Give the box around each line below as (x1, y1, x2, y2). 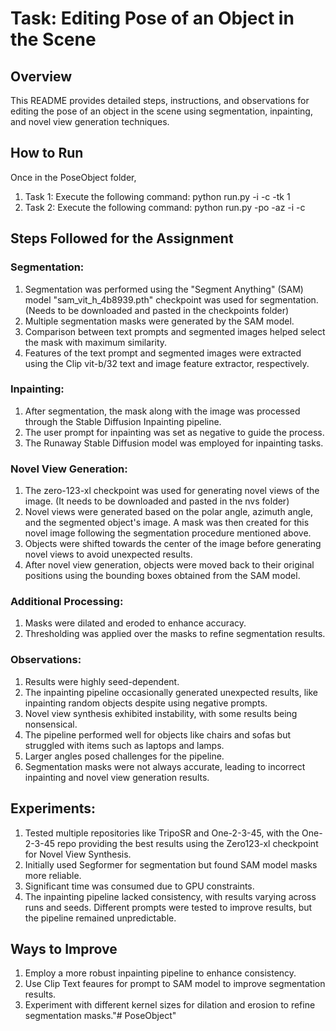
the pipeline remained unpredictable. (24, 912, 177, 924)
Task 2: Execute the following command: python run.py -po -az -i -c (24, 201, 306, 213)
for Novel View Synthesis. (24, 848, 132, 860)
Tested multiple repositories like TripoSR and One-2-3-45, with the (24, 827, 300, 839)
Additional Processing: (10, 595, 124, 609)
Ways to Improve (10, 940, 118, 957)
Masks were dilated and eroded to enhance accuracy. (24, 617, 247, 629)
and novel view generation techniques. (10, 116, 170, 127)
